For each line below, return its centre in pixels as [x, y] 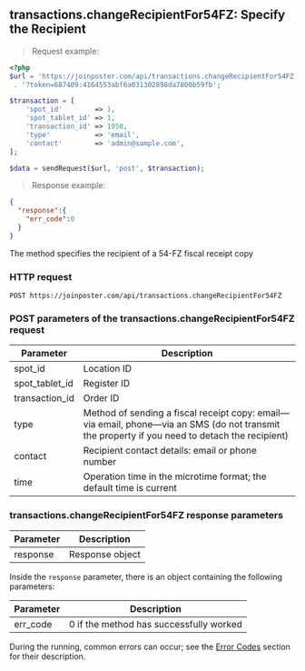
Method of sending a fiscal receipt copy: [169, 413]
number [100, 462]
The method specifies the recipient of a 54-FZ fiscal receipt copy [132, 253]
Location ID [108, 369]
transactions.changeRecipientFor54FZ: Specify [148, 15]
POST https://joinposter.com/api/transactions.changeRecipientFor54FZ [146, 296]
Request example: [65, 51]
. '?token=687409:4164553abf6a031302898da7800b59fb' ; [117, 85]
